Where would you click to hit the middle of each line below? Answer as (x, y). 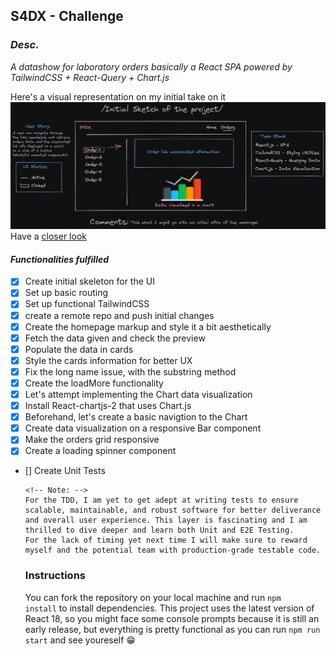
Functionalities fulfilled (60, 259)
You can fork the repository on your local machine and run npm (153, 597)
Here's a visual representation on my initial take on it (118, 96)
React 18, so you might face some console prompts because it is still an (172, 618)
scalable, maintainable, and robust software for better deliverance (173, 510)
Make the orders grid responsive (92, 440)
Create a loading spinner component (100, 451)
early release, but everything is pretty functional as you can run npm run (172, 629)
